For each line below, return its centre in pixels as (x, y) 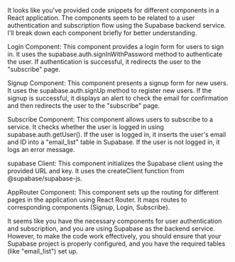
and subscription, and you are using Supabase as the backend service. (111, 229)
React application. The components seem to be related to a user (101, 18)
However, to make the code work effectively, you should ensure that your (114, 236)
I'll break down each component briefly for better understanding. (102, 33)
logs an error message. (41, 149)
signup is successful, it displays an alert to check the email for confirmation (118, 98)
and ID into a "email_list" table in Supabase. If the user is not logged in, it (114, 142)
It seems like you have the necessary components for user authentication (115, 221)
